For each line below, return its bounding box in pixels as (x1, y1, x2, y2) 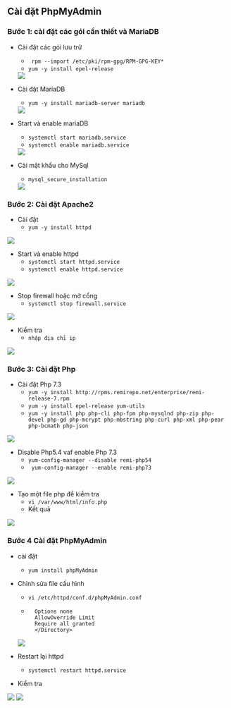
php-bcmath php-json (27, 422, 89, 429)
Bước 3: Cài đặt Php (7, 364, 76, 374)
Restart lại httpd (17, 652, 64, 660)
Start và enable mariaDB (17, 119, 89, 128)
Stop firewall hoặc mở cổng (17, 291, 98, 300)
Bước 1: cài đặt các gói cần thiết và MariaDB (7, 27, 160, 37)
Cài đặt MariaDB (17, 85, 65, 93)
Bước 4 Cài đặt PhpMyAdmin (7, 536, 107, 546)
